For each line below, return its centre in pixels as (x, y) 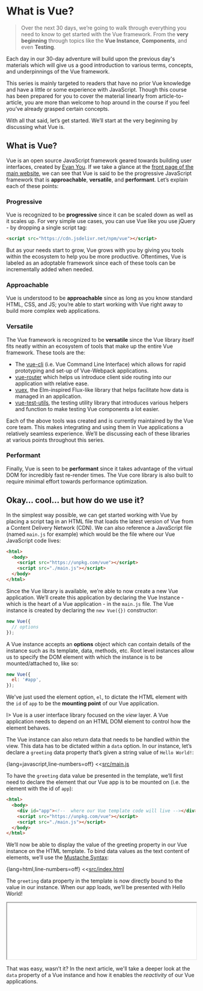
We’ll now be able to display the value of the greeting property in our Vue (97, 845)
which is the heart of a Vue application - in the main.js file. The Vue (90, 603)
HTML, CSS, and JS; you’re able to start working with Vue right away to (95, 304)
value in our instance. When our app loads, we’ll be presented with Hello (96, 887)
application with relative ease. (52, 383)
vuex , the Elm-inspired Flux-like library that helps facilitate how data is (102, 389)
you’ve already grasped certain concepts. (58, 109)
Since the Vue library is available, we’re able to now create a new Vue (92, 591)
